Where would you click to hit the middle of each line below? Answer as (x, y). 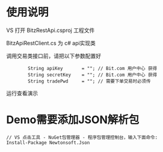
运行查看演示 (22, 93)
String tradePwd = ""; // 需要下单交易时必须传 (89, 81)
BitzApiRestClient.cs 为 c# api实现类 (51, 43)
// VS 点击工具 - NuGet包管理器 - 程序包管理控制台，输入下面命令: (82, 137)
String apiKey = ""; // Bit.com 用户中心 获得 (93, 68)
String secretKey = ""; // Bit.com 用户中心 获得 (93, 75)
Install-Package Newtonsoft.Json (48, 142)
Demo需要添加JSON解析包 (73, 120)
